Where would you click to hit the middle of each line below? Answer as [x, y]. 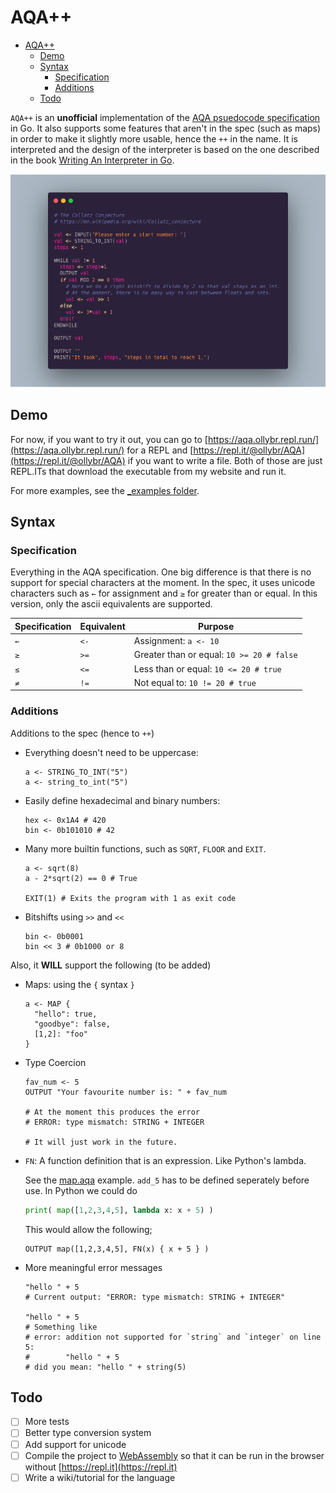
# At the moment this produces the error [112, 1112]
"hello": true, [66, 1014]
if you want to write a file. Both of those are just [225, 460]
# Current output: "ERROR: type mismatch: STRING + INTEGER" [155, 1297]
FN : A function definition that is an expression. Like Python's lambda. [165, 1160]
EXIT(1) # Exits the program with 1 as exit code [130, 898]
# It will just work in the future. [101, 1142]
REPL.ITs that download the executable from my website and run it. [148, 471]
